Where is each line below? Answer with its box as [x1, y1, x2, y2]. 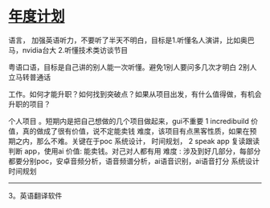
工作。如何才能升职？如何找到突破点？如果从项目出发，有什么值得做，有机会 [8, 89, 262, 98]
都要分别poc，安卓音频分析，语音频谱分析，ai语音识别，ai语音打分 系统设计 [8, 156, 260, 166]
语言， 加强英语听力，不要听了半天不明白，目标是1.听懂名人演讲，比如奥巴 [8, 35, 255, 45]
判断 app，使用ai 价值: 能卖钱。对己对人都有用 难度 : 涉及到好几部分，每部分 [8, 146, 261, 156]
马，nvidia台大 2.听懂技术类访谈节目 [8, 45, 129, 54]
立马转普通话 [8, 72, 51, 82]
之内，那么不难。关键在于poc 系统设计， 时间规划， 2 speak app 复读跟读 [14, 136, 260, 146]
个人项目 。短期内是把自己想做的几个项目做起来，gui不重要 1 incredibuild [8, 116, 249, 126]
